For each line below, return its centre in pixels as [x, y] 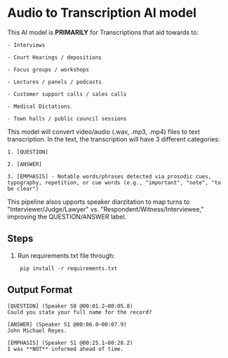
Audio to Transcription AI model [102, 13]
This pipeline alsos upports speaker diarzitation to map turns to [99, 202]
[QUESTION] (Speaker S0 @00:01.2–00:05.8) [70, 306]
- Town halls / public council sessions [67, 118]
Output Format [40, 290]
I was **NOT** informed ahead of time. [66, 349]
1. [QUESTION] [28, 152]
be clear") [23, 188]
